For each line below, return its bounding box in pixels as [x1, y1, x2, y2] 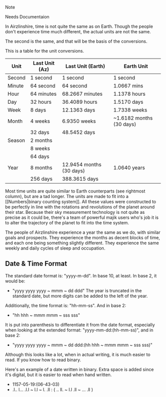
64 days [30, 153, 49, 160]
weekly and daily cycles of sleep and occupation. [5, 245, 106, 251]
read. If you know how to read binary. [5, 357, 82, 363]
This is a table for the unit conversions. [5, 48, 84, 54]
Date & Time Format [5, 260, 68, 268]
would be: [5, 278, 26, 284]
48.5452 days [62, 129, 95, 135]
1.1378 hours [113, 90, 146, 97]
